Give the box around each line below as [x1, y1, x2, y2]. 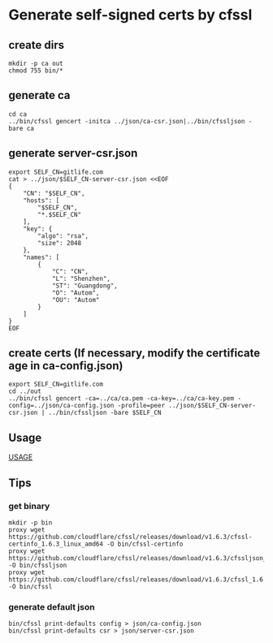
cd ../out [8, 387, 42, 395]
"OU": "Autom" [51, 296, 100, 304]
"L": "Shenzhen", [51, 274, 111, 283]
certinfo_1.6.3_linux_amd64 [8, 540, 104, 548]
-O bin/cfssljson [8, 561, 67, 569]
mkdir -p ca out [8, 59, 63, 67]
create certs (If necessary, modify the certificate [8, 347, 261, 360]
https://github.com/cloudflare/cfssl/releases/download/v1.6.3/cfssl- [8, 533, 253, 541]
